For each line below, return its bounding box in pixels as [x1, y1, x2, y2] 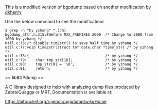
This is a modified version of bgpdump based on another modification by [5, 4, 151, 10]
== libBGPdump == [5, 75, 44, 80]
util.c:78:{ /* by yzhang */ [5, 53, 138, 58]
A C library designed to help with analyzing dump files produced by [5, 84, 140, 90]
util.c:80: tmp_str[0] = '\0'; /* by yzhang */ [5, 62, 138, 67]
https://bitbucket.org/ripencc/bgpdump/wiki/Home [5, 99, 107, 104]
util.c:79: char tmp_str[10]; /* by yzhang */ [5, 58, 138, 62]
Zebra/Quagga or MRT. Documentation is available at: [5, 89, 113, 95]
